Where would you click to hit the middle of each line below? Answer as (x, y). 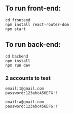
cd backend (17, 56)
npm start (16, 29)
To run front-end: (33, 8)
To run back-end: (33, 45)
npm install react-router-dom (37, 24)
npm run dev (18, 65)
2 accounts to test (28, 78)
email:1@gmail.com (25, 89)
